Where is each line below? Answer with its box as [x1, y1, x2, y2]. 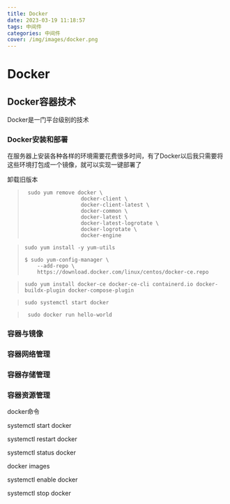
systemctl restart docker [7, 435, 78, 443]
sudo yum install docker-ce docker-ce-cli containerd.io [24, 281, 194, 288]
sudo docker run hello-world [27, 311, 113, 318]
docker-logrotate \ [80, 226, 137, 233]
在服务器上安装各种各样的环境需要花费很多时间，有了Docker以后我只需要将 [7, 151, 224, 161]
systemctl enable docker [7, 475, 78, 484]
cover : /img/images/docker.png [7, 36, 98, 43]
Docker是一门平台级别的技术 [7, 116, 89, 124]
